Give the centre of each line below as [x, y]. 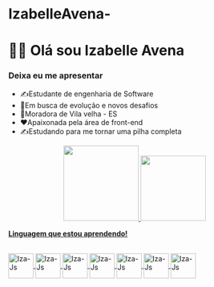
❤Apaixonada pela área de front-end [81, 122]
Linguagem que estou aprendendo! [68, 233]
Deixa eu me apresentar [56, 75]
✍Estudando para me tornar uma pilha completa [101, 131]
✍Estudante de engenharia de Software [87, 94]
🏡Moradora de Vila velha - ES [69, 114]
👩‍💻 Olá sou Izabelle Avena [96, 51]
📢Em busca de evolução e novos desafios [89, 105]
